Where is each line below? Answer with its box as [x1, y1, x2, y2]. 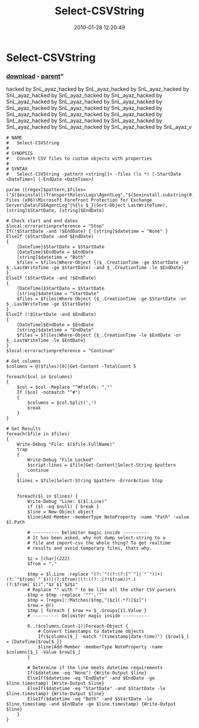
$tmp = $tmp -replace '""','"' [27, 592, 105, 598]
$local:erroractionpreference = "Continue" [6, 348, 115, 354]
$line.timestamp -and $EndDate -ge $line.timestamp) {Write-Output [6, 701, 176, 707]
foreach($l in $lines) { [17, 493, 78, 499]
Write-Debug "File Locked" [27, 457, 94, 463]
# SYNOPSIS [6, 150, 33, 157]
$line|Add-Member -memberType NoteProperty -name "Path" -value [27, 514, 190, 520]
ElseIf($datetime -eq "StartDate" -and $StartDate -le [27, 686, 166, 692]
